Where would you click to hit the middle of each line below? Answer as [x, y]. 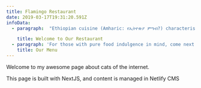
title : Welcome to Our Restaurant [60, 39]
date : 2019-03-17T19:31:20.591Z [46, 17]
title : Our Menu [37, 50]
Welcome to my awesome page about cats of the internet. [78, 67]
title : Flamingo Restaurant [41, 12]
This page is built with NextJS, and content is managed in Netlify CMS [93, 78]
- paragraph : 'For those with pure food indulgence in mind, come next [103, 45]
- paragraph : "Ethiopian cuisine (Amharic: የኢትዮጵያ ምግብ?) [87, 28]
